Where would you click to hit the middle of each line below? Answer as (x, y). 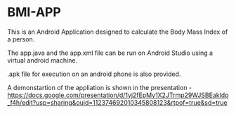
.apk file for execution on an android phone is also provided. (94, 74)
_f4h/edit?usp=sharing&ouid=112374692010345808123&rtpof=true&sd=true (117, 102)
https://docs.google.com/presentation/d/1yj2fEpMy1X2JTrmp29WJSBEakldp (118, 95)
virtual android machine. (42, 60)
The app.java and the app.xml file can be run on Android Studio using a (110, 53)
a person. (21, 39)
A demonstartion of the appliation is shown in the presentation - (99, 87)
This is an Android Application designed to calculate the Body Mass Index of (118, 32)
